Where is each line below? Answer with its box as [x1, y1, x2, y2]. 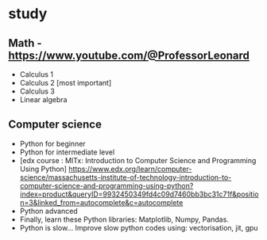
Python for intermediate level [19, 147, 115, 157]
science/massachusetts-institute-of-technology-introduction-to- [19, 172, 232, 182]
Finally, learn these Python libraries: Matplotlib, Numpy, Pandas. [19, 215, 229, 224]
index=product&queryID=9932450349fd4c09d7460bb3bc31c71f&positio [19, 189, 259, 199]
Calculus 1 [19, 70, 54, 79]
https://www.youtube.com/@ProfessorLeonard [8, 48, 250, 62]
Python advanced [19, 206, 78, 215]
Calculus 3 [19, 86, 56, 96]
